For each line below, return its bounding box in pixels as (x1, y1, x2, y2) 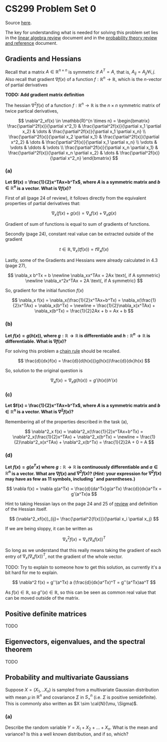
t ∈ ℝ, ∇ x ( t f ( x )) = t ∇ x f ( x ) (59, 246, 109, 254)
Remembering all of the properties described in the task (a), (5, 418, 128, 425)
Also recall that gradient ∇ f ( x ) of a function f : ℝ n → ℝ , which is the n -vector (5, 75, 162, 82)
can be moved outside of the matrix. (5, 595, 80, 601)
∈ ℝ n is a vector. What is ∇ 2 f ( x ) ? (5, 408, 74, 415)
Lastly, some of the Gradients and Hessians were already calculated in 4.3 (5, 257, 158, 263)
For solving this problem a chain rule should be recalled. (5, 348, 121, 354)
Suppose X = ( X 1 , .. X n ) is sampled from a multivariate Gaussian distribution (5, 687, 159, 694)
